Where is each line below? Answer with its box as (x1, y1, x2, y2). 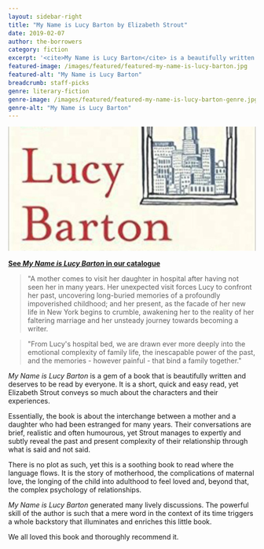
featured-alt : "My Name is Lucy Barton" (8, 71, 143, 79)
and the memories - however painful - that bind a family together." (27, 356, 242, 365)
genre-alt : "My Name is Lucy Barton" (8, 104, 132, 112)
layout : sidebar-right (8, 13, 82, 20)
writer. (27, 324, 49, 333)
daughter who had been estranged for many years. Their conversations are (8, 419, 251, 429)
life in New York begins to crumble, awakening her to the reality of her (27, 307, 255, 317)
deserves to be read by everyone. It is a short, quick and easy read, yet (8, 379, 239, 389)
